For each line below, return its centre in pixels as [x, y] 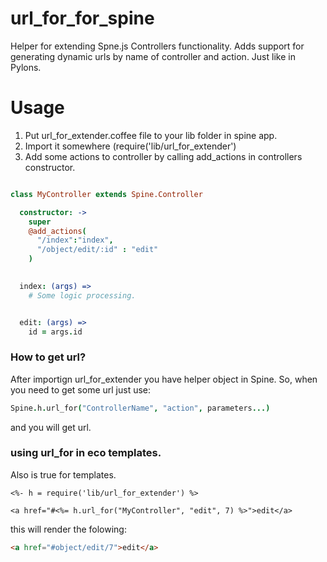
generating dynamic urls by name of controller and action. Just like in [153, 56]
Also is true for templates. [63, 474]
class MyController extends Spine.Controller [106, 194]
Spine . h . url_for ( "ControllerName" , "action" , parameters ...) [140, 408]
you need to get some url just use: [81, 389]
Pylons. [26, 67]
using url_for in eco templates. [86, 453]
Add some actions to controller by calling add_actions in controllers [163, 156]
